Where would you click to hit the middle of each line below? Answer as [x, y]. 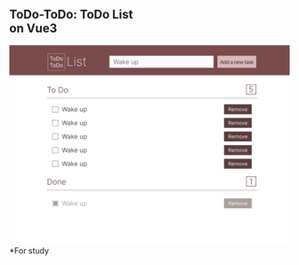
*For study [29, 251]
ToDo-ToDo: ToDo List [71, 15]
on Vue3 [33, 29]
